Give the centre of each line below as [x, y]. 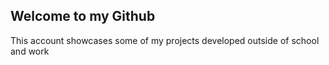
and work [30, 51]
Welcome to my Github [83, 16]
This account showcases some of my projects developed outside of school [165, 40]
